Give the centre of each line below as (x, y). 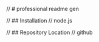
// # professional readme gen (43, 9)
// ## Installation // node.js (39, 20)
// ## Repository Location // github (50, 32)
